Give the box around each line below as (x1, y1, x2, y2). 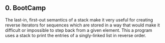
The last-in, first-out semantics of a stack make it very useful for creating (5, 17, 153, 22)
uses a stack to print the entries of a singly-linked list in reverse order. (5, 32, 146, 38)
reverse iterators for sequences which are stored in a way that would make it (5, 22, 160, 28)
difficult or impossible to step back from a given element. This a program (5, 27, 152, 33)
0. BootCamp (5, 4, 46, 12)
